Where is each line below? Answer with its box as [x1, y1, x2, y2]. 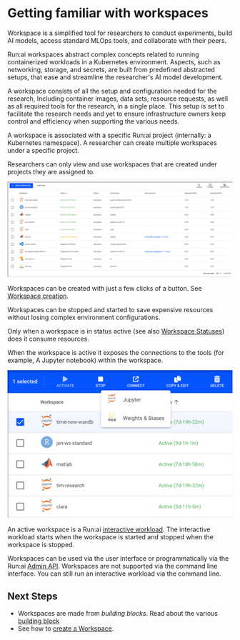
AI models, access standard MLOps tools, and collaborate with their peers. [7, 36, 227, 44]
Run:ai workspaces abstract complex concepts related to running [7, 50, 199, 59]
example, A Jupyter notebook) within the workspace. [7, 356, 164, 364]
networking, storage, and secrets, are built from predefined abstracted [7, 65, 216, 74]
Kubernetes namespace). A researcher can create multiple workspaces [7, 138, 217, 147]
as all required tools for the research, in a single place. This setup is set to [7, 101, 225, 110]
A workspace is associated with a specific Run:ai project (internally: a [7, 131, 212, 139]
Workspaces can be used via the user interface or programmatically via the [7, 554, 229, 563]
